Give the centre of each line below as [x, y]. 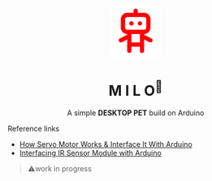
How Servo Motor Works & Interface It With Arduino [106, 144]
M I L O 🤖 [136, 89]
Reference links [34, 129]
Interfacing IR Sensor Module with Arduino [90, 153]
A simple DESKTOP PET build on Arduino [136, 113]
